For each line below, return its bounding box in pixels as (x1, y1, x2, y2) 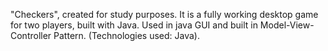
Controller (10, 30, 52, 41)
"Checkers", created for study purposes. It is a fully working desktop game (10, 9, 319, 20)
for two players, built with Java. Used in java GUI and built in (10, 19, 258, 31)
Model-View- (259, 19, 315, 31)
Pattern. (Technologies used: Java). (53, 30, 201, 41)
